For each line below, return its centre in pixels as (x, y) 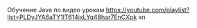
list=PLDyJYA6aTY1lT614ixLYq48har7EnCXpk (72, 17)
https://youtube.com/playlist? (148, 10)
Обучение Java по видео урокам (56, 10)
